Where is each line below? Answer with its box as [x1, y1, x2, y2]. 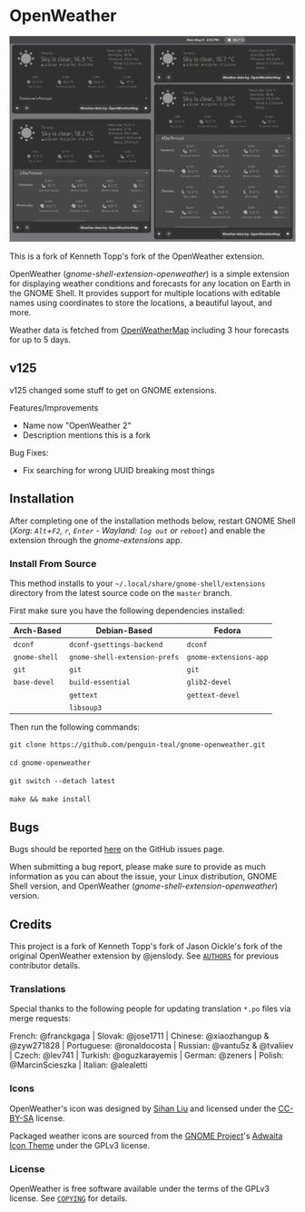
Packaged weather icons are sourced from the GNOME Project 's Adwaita [9, 1130, 283, 1141]
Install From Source [9, 557, 97, 570]
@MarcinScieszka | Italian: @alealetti [9, 1059, 148, 1070]
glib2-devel [186, 678, 232, 687]
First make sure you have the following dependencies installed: [9, 605, 245, 616]
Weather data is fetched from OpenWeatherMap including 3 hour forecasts [9, 324, 290, 336]
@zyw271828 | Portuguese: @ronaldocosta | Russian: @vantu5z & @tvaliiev [9, 1040, 294, 1051]
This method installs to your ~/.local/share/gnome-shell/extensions [9, 578, 266, 589]
